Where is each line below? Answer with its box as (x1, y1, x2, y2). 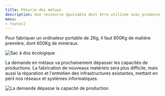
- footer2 (5, 21, 26, 26)
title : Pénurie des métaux (5, 7, 62, 12)
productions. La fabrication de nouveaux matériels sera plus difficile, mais (5, 65, 158, 71)
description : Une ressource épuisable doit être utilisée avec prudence (5, 12, 160, 17)
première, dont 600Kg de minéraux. (5, 40, 79, 46)
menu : (5, 16, 17, 21)
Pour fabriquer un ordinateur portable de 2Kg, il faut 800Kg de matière (5, 35, 151, 41)
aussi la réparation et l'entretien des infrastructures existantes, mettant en (5, 70, 158, 76)
